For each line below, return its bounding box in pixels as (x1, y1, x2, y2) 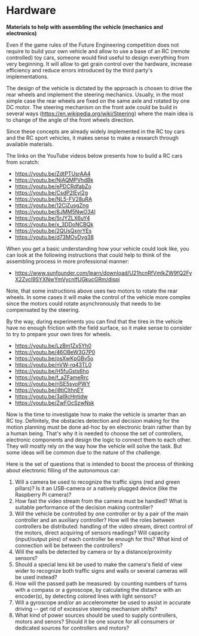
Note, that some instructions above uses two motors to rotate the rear (6, 287, 178, 294)
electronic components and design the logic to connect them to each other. (6, 436, 192, 443)
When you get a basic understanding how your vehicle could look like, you (6, 245, 189, 252)
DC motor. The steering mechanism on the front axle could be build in (6, 103, 178, 110)
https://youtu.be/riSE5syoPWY (14, 380, 91, 387)
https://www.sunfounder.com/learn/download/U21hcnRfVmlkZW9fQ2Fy (14, 269, 192, 276)
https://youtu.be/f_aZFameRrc (14, 374, 89, 381)
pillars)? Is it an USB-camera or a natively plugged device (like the (14, 484, 177, 491)
